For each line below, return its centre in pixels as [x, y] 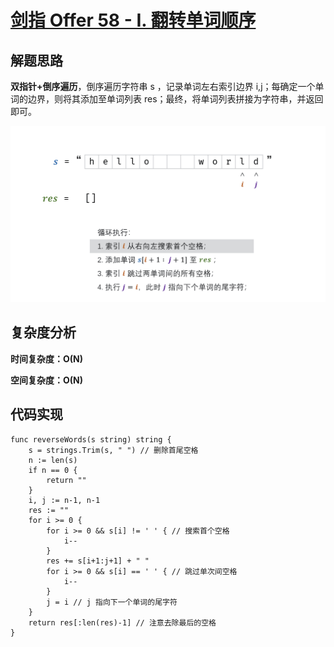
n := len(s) [53, 460]
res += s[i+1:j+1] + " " [98, 561]
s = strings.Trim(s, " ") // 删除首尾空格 [113, 450]
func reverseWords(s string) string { [91, 439]
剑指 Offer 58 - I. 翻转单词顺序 [133, 20]
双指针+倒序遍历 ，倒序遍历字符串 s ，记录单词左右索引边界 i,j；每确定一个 [163, 86]
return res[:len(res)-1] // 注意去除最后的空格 [122, 622]
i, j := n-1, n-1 [64, 500]
